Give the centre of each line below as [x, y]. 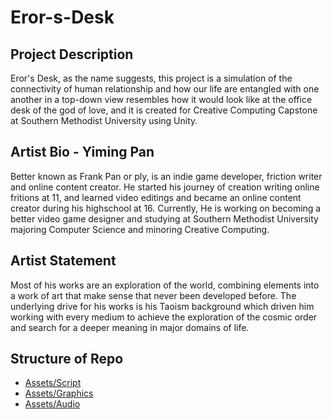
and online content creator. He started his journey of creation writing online [165, 187]
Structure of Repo [67, 359]
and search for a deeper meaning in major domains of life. [130, 327]
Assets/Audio [52, 404]
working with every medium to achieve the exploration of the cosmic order [164, 317]
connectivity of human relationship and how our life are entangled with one [165, 89]
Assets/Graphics [59, 393]
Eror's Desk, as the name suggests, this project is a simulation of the [151, 78]
